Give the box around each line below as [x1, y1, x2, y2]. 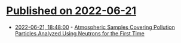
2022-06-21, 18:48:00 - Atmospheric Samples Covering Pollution [14, 24, 175, 31]
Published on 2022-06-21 [6, 4, 136, 18]
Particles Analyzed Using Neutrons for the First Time [14, 29, 145, 37]
